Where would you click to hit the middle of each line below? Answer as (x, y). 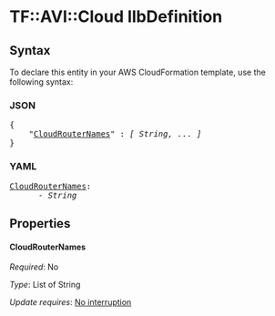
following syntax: (41, 82)
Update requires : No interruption (71, 302)
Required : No (34, 267)
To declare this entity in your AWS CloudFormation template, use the (137, 72)
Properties (40, 224)
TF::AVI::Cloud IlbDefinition (116, 17)
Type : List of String (45, 285)
